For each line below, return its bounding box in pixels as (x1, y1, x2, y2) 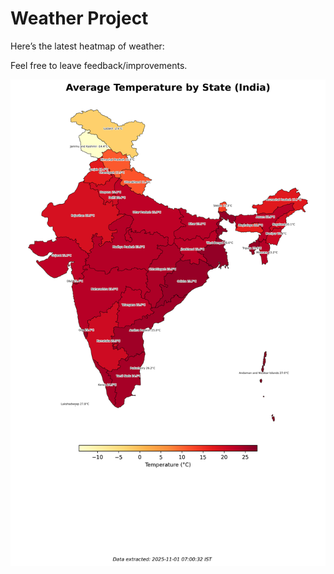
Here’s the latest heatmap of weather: (10, 40, 165, 52)
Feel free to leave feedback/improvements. (10, 59, 188, 71)
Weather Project (10, 7, 149, 30)
